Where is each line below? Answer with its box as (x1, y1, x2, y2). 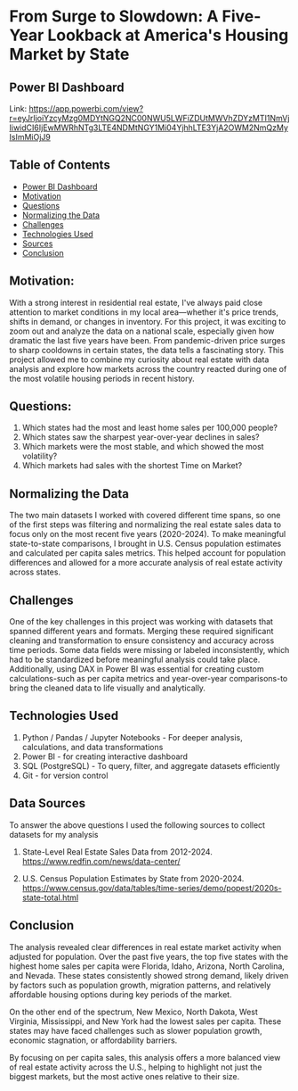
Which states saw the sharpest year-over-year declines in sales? (21, 432, 260, 442)
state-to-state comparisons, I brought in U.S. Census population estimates (9, 538, 282, 550)
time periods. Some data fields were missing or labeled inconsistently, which (9, 645, 290, 656)
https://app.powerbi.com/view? (28, 103, 144, 113)
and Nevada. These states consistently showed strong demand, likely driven (9, 970, 289, 980)
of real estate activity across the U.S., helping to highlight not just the (9, 1062, 262, 1072)
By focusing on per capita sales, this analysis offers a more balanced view (9, 1052, 281, 1062)
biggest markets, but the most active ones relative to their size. (9, 1070, 240, 1081)
